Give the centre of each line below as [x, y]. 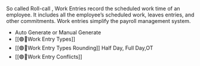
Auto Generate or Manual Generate [58, 32]
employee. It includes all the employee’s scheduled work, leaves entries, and [100, 15]
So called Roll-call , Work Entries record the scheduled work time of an [93, 9]
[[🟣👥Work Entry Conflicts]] [48, 57]
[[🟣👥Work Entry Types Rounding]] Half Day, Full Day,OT [84, 48]
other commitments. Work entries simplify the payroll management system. [99, 21]
